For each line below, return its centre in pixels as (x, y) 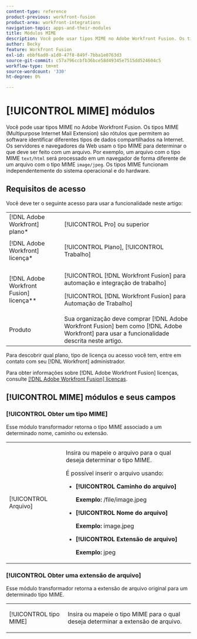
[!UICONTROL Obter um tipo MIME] (57, 414)
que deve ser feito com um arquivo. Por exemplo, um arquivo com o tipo (93, 152)
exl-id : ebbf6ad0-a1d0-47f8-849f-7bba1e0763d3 (64, 55)
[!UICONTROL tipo (34, 614)
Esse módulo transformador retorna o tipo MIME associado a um (84, 427)
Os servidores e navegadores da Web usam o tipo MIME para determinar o (96, 146)
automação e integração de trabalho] (115, 283)
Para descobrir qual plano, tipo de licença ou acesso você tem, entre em (94, 355)
